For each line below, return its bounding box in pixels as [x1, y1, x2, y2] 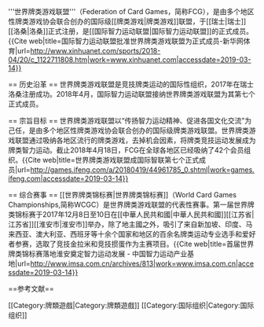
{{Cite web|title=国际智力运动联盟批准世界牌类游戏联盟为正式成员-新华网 [8, 36, 244, 46]
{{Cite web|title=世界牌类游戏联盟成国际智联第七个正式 [22, 156, 200, 164]
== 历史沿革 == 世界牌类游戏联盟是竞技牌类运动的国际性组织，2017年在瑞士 [8, 79, 254, 89]
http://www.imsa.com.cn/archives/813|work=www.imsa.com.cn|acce [30, 259, 254, 268]
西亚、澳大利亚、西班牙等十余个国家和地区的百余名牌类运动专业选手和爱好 [14, 230, 256, 238]
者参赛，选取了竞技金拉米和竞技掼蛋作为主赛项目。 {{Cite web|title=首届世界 [8, 239, 255, 248]
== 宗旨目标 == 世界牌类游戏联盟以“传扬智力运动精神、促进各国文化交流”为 [8, 116, 252, 125]
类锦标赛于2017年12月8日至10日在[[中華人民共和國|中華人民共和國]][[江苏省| [8, 210, 255, 219]
